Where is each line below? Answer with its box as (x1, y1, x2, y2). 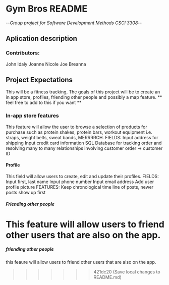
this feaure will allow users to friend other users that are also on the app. (6, 259, 156, 265)
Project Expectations (6, 76, 73, 84)
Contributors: (6, 49, 40, 56)
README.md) (93, 274, 122, 280)
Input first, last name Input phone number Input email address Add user (6, 179, 154, 185)
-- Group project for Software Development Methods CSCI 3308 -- (6, 20, 142, 26)
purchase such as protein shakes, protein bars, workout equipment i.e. (6, 129, 153, 135)
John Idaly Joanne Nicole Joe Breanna (6, 61, 86, 67)
